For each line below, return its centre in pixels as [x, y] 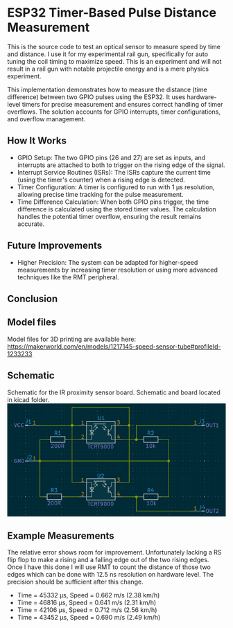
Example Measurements [61, 535]
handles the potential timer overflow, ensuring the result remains [109, 216]
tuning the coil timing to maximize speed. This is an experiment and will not [114, 61]
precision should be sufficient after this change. [75, 582]
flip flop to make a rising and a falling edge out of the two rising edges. [108, 560]
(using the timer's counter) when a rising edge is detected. [101, 180]
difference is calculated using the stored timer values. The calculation [116, 209]
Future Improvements [55, 246]
